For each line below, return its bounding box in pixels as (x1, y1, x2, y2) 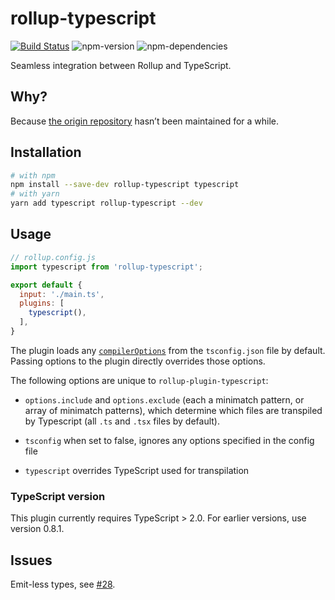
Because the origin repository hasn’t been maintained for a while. (10, 115, 280, 127)
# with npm (10, 170, 56, 181)
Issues (10, 552, 53, 569)
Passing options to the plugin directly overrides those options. (10, 355, 266, 367)
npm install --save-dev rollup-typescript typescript (10, 180, 240, 190)
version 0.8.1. (10, 523, 65, 535)
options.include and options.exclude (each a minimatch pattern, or (24, 393, 305, 406)
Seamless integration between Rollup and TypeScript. (10, 59, 232, 71)
